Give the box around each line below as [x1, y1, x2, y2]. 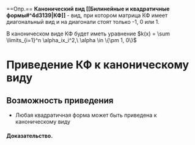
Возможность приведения [6, 95, 114, 106]
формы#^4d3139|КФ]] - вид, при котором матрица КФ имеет [6, 12, 168, 19]
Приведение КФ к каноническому [6, 58, 189, 72]
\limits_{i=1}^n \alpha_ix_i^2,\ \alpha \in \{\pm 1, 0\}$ [6, 37, 137, 43]
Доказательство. [6, 132, 53, 139]
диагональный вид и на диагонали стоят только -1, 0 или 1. [6, 18, 160, 25]
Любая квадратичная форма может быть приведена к [15, 111, 157, 119]
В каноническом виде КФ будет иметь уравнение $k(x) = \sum [6, 30, 170, 37]
